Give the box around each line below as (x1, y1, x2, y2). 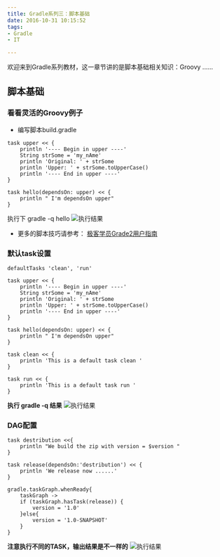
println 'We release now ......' (20, 468, 118, 475)
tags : (7, 23, 23, 30)
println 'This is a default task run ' (20, 382, 137, 389)
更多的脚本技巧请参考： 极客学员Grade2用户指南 (17, 229, 158, 238)
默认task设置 (7, 248, 51, 258)
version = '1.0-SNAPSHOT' (32, 517, 109, 524)
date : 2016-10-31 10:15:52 (7, 17, 86, 24)
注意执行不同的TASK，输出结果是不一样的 (7, 542, 128, 551)
